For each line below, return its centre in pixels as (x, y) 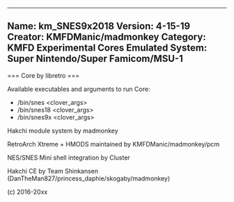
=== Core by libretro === (44, 75)
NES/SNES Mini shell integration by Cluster (69, 158)
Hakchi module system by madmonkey (63, 131)
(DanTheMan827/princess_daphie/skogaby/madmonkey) (89, 178)
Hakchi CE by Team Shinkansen (53, 171)
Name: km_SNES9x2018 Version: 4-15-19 (99, 26)
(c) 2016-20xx (28, 192)
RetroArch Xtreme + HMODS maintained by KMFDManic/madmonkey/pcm (114, 144)
